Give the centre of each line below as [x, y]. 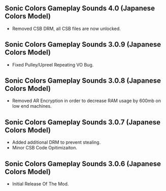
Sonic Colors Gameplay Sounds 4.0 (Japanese [80, 8]
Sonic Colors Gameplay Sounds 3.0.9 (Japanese [83, 44]
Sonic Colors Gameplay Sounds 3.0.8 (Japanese [83, 81]
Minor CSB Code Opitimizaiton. [44, 148]
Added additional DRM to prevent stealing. [56, 142]
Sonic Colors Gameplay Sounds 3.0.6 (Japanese [83, 164]
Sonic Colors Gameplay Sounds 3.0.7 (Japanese [83, 122]
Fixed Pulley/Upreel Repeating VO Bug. [53, 65]
